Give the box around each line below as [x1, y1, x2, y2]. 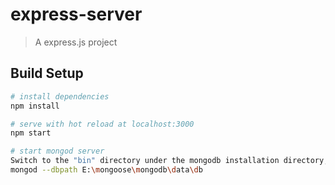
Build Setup [10, 65, 84, 82]
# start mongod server [10, 146, 105, 157]
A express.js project [34, 36, 118, 48]
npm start [10, 128, 52, 138]
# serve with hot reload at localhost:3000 [10, 119, 195, 129]
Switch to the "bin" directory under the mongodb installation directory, [10, 156, 329, 166]
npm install [10, 101, 60, 111]
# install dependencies [10, 91, 110, 102]
